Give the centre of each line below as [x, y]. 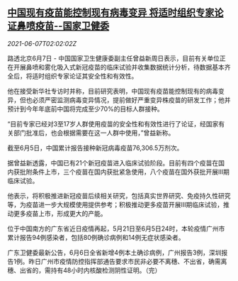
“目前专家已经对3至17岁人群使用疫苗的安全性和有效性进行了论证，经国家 [113, 123]
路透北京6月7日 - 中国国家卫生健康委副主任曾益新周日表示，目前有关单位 [113, 58]
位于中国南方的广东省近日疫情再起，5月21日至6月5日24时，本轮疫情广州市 [116, 228]
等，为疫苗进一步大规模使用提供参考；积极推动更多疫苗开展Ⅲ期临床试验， [115, 204]
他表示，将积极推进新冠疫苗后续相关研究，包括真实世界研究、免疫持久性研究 [119, 195]
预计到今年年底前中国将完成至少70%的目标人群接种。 [86, 109]
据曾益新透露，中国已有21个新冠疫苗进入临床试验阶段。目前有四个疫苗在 [113, 162]
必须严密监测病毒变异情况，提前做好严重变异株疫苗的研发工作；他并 [131, 100]
